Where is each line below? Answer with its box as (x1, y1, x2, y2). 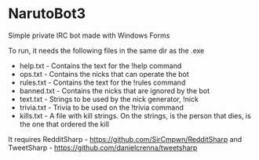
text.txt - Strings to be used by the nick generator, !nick (19, 94, 199, 104)
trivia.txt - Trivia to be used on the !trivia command (19, 103, 184, 112)
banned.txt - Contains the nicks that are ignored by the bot (19, 85, 210, 95)
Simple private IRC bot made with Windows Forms (8, 31, 170, 40)
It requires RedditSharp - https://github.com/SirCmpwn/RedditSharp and (8, 134, 243, 144)
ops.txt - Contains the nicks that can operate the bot (19, 69, 190, 78)
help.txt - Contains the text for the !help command (19, 60, 182, 71)
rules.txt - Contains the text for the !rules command (19, 78, 186, 87)
